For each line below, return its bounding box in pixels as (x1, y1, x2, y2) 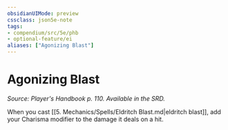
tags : (7, 23, 23, 30)
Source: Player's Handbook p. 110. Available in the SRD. (7, 94, 166, 102)
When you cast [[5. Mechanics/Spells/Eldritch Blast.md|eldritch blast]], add (7, 107, 221, 116)
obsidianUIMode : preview (7, 10, 79, 17)
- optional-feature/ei (7, 36, 73, 43)
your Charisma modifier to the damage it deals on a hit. (7, 115, 164, 123)
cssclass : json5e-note (7, 17, 73, 23)
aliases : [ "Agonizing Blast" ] (7, 42, 95, 49)
